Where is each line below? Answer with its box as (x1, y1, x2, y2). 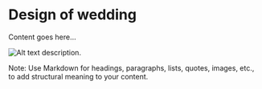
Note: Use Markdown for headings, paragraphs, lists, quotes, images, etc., (8, 63, 255, 73)
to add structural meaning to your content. (8, 71, 149, 81)
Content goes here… (8, 32, 76, 42)
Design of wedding (8, 6, 137, 24)
